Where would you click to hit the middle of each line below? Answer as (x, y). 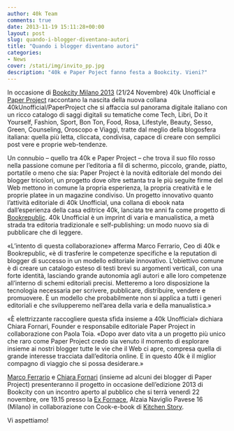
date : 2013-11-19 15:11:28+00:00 (56, 27)
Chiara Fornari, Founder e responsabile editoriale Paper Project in (101, 326)
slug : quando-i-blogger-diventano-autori (68, 40)
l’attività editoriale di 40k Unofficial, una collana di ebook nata (96, 202)
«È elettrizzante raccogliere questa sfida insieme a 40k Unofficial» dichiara (115, 318)
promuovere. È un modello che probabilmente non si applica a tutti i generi (115, 297)
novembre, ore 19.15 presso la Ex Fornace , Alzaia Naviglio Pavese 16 (105, 399)
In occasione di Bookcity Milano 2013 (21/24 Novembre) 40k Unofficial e (111, 92)
